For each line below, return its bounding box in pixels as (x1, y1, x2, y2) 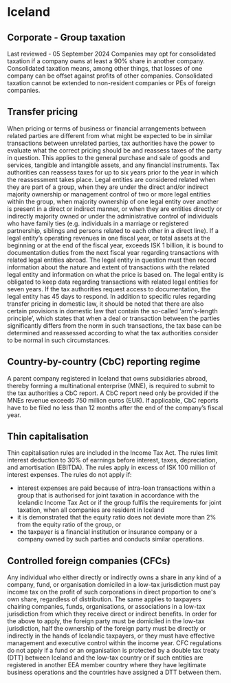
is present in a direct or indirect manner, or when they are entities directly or (7, 204, 222, 213)
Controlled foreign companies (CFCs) (7, 555, 170, 567)
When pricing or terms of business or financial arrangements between (7, 124, 206, 133)
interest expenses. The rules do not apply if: (7, 471, 132, 479)
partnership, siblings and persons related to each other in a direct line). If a (7, 226, 219, 234)
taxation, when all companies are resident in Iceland (16, 506, 165, 514)
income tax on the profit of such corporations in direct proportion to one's (7, 588, 217, 596)
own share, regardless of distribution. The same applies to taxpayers (7, 595, 201, 603)
